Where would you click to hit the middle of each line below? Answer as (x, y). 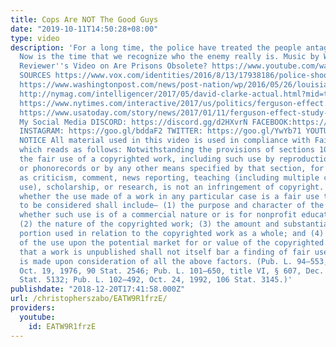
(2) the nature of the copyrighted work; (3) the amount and (149, 224)
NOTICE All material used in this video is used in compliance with (165, 141)
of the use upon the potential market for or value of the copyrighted (172, 242)
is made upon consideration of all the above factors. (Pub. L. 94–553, (174, 261)
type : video (35, 38)
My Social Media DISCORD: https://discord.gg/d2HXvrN (133, 122)
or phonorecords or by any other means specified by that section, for (172, 168)
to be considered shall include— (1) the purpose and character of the (172, 206)
